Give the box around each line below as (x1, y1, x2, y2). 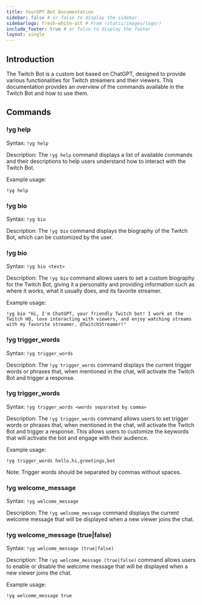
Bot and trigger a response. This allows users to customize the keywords (6, 427, 189, 435)
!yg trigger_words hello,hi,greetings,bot (6, 457, 116, 464)
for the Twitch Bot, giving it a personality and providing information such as (6, 281, 195, 288)
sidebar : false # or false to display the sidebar (6, 15, 138, 21)
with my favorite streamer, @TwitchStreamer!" (6, 322, 127, 328)
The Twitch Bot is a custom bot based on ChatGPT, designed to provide (6, 70, 186, 77)
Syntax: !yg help (6, 139, 49, 147)
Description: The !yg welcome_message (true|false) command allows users (6, 556, 196, 564)
